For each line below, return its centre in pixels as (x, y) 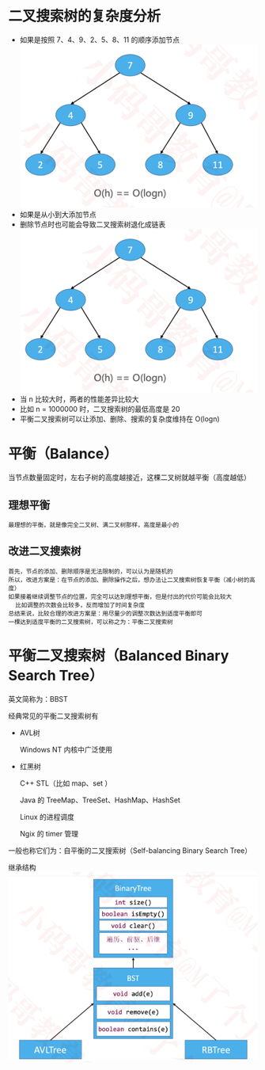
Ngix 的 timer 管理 (49, 833)
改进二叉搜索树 (45, 551)
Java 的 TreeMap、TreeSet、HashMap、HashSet (100, 800)
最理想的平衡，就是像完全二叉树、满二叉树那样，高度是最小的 (94, 525)
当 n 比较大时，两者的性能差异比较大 (79, 399)
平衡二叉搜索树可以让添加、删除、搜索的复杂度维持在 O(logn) (119, 419)
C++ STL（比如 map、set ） (66, 783)
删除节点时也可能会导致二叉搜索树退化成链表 (93, 225)
